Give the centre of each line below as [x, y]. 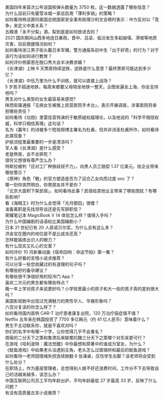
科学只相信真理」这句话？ [39, 123]
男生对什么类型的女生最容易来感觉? [41, 99]
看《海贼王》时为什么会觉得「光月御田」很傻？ [52, 203]
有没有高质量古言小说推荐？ [33, 393]
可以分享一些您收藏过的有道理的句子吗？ [46, 264]
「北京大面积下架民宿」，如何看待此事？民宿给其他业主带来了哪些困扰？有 [79, 191]
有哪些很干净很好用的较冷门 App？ [40, 276]
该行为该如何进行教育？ [29, 56]
